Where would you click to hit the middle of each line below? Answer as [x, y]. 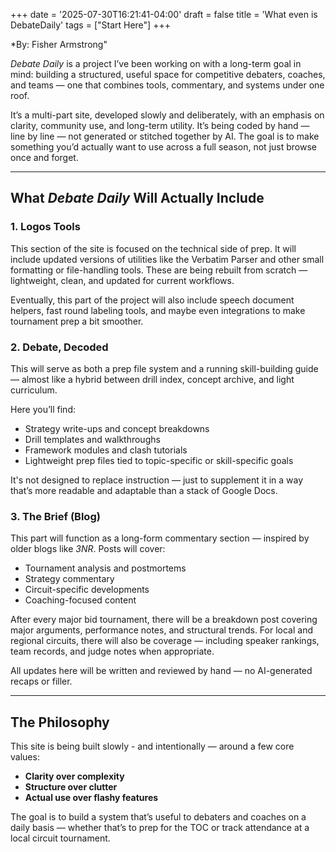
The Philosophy [60, 722]
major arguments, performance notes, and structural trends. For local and [161, 630]
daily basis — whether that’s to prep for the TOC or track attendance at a [160, 828]
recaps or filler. [41, 681]
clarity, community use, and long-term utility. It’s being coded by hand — [160, 125]
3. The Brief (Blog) [55, 516]
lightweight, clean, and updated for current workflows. [122, 280]
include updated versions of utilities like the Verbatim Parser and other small [167, 259]
